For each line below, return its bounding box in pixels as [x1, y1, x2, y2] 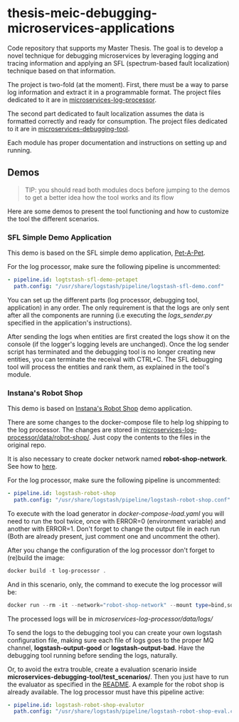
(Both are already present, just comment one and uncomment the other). [7, 532, 221, 540]
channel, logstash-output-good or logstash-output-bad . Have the [7, 644, 205, 652]
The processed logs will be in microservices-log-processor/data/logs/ [7, 614, 213, 623]
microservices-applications [7, 20, 175, 36]
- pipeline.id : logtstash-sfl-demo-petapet [7, 276, 139, 283]
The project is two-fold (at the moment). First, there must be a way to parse [7, 80, 229, 88]
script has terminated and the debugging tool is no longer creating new [7, 347, 216, 356]
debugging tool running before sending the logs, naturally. [7, 651, 178, 659]
